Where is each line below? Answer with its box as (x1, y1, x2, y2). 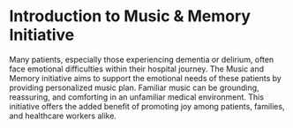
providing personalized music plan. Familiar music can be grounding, (9, 82, 259, 93)
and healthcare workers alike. (9, 110, 117, 121)
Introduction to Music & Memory (9, 6, 252, 26)
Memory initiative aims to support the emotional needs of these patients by (9, 72, 282, 83)
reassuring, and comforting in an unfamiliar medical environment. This (9, 91, 265, 102)
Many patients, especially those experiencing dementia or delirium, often (9, 54, 274, 64)
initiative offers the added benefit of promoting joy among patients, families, (9, 101, 285, 111)
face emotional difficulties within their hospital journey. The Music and (9, 64, 265, 74)
